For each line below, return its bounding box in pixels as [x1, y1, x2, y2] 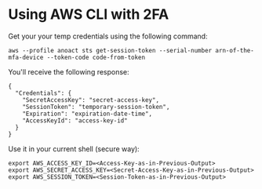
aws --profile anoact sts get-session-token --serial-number [8, 46, 213, 54]
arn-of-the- [215, 46, 255, 54]
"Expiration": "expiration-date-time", [22, 110, 153, 118]
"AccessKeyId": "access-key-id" [22, 116, 128, 125]
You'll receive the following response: [8, 67, 129, 76]
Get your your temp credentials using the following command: [8, 31, 208, 41]
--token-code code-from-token [46, 53, 146, 61]
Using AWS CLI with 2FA [8, 5, 169, 24]
